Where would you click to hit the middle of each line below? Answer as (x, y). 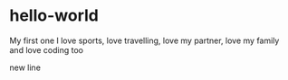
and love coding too (47, 49)
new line (25, 67)
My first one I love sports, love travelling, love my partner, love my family (144, 40)
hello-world (54, 16)
